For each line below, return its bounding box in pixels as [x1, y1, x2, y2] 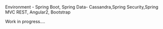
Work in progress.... [5, 19, 46, 24]
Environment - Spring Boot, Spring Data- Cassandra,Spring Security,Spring [5, 4, 159, 10]
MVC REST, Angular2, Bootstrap [5, 9, 71, 15]
